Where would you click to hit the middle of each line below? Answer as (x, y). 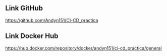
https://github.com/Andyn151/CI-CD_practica (52, 20)
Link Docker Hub (32, 36)
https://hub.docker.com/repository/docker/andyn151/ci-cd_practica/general (83, 48)
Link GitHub (24, 8)
